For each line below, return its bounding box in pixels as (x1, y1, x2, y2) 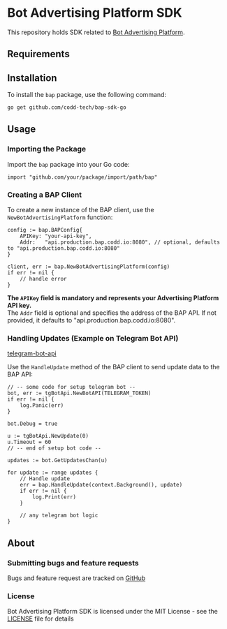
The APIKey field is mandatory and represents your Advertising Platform (7, 294, 219, 302)
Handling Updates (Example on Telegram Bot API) (7, 333, 179, 343)
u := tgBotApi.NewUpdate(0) (7, 433, 89, 440)
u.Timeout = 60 (7, 438, 52, 446)
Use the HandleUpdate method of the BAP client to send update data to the (7, 363, 220, 371)
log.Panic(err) (20, 402, 64, 409)
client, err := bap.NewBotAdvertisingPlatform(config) (7, 263, 170, 270)
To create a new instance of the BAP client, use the (7, 206, 155, 214)
